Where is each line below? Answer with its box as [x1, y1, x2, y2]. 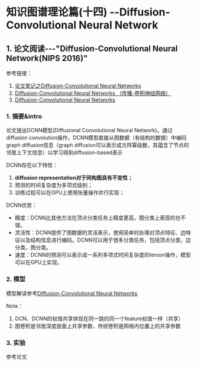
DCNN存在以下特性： [6, 161, 58, 169]
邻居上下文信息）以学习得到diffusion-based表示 [6, 149, 123, 156]
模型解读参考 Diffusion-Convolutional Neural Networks [6, 289, 138, 297]
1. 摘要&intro [6, 112, 43, 120]
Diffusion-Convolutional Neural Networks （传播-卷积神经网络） [14, 90, 171, 97]
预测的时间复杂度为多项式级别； [14, 182, 93, 189]
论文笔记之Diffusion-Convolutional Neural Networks [14, 82, 141, 89]
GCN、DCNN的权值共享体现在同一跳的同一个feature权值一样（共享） [14, 315, 184, 322]
